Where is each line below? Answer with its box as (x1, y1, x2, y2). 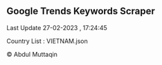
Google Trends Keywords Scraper (6, 5, 155, 17)
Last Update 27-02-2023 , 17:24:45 (6, 23, 108, 31)
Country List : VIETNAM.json (6, 37, 88, 45)
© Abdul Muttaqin (6, 50, 58, 58)
